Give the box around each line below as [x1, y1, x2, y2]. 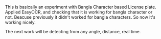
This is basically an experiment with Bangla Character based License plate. [5, 4, 157, 10]
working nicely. [5, 19, 36, 25]
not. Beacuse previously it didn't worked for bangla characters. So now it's [5, 14, 156, 20]
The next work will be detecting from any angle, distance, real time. [5, 29, 141, 34]
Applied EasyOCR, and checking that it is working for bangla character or [5, 9, 153, 15]
